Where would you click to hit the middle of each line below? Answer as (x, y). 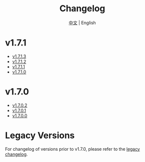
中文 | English (82, 23)
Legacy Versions (40, 136)
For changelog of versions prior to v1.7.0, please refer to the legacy (72, 149)
